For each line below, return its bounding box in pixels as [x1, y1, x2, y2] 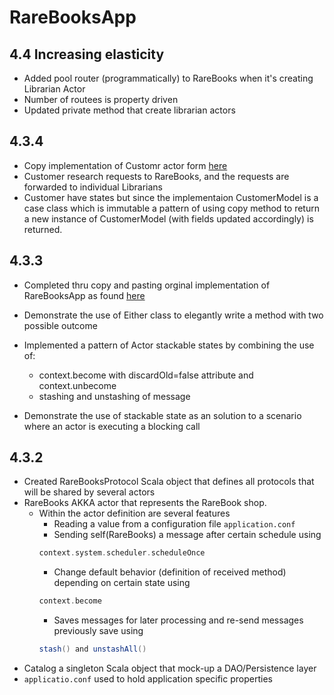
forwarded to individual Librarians [23, 181, 163, 193]
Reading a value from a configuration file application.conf [53, 518, 296, 530]
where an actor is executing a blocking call [23, 420, 201, 432]
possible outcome [23, 319, 98, 331]
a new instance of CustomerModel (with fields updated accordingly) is [23, 212, 314, 225]
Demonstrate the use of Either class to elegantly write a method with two [23, 309, 324, 321]
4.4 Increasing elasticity [9, 46, 165, 63]
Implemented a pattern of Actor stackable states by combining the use [23, 339, 315, 351]
